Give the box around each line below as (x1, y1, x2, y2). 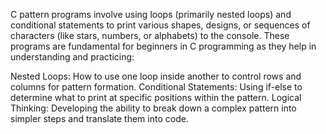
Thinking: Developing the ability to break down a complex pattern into (10, 102, 297, 114)
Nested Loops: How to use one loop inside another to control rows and (10, 70, 302, 82)
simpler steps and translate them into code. (10, 113, 189, 124)
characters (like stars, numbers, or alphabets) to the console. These (10, 30, 290, 41)
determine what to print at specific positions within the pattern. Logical (10, 92, 302, 103)
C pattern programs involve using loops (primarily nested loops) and (10, 9, 292, 20)
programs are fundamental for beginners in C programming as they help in (10, 40, 317, 52)
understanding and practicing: (10, 51, 135, 63)
